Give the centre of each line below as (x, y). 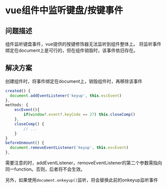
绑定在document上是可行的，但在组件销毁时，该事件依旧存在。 (72, 50)
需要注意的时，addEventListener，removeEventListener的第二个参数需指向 (84, 163)
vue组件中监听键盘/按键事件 (64, 10)
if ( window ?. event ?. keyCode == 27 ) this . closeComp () (80, 115)
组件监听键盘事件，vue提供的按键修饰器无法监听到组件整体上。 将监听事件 (83, 44)
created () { (18, 91)
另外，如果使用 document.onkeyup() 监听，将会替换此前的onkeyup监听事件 (82, 180)
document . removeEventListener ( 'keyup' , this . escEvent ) (69, 148)
